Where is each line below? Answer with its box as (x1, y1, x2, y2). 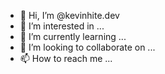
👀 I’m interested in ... (19, 20, 105, 32)
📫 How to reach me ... (19, 53, 113, 64)
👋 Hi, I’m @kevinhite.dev (19, 10, 120, 21)
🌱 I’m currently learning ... (19, 31, 127, 42)
